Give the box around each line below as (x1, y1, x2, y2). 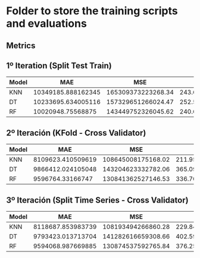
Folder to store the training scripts (6, 4, 179, 18)
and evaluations (6, 17, 87, 30)
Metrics (6, 40, 36, 51)
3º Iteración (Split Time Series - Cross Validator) (6, 195, 189, 205)
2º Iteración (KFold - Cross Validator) (6, 128, 146, 138)
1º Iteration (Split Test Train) (6, 61, 112, 71)
